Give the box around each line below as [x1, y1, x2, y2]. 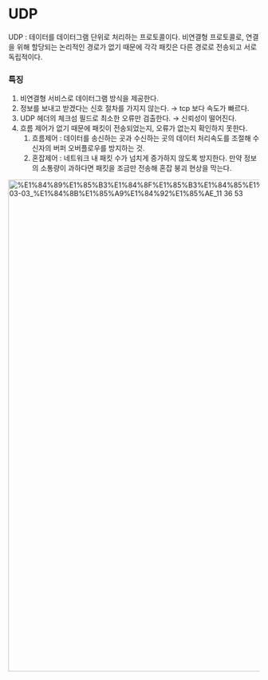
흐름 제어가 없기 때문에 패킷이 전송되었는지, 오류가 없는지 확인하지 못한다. [19, 124, 248, 133]
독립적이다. [8, 52, 43, 61]
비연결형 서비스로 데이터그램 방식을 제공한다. [19, 93, 160, 104]
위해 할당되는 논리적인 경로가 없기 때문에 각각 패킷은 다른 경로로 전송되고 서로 [16, 41, 258, 52]
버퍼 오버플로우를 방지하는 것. [53, 143, 145, 153]
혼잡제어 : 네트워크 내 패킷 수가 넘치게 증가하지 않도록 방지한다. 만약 [31, 153, 242, 163]
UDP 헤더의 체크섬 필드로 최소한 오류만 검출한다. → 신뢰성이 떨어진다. [19, 113, 237, 124]
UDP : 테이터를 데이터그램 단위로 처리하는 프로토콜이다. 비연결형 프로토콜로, [8, 32, 245, 41]
